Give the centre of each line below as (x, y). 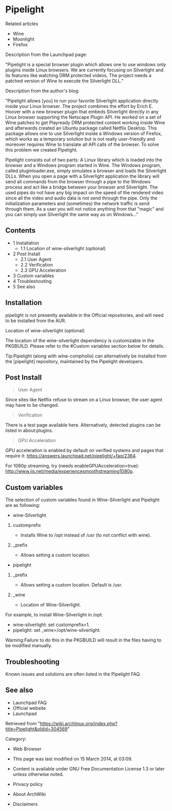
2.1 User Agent (36, 259)
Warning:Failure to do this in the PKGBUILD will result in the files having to (83, 640)
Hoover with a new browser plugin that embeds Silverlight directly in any (82, 111)
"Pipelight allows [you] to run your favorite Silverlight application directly (82, 101)
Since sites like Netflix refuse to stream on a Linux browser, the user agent (84, 400)
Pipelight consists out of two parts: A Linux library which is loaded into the (84, 160)
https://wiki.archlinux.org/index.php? (79, 723)
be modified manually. (29, 646)
